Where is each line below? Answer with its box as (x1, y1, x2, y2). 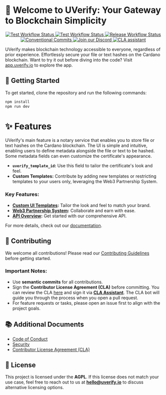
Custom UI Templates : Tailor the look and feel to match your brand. (12, 202, 151, 208)
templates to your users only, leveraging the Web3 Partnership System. (12, 179, 158, 185)
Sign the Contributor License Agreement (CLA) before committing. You (12, 284, 160, 290)
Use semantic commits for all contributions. (12, 279, 103, 285)
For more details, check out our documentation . (5, 222, 103, 228)
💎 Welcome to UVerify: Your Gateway (5, 4, 161, 16)
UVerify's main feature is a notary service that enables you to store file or (5, 137, 155, 143)
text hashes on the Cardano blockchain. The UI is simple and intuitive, (5, 142, 148, 148)
